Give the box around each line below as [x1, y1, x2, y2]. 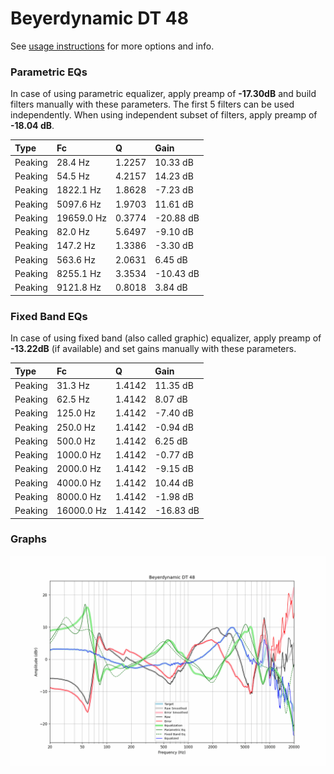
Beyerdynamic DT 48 [10, 7, 189, 30]
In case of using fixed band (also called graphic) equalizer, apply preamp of [10, 332, 322, 344]
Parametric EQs [10, 65, 88, 79]
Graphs [10, 532, 47, 546]
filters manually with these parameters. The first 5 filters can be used [10, 98, 295, 111]
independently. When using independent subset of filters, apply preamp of [10, 109, 318, 121]
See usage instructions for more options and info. [10, 40, 215, 52]
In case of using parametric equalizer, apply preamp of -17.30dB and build [10, 88, 317, 100]
